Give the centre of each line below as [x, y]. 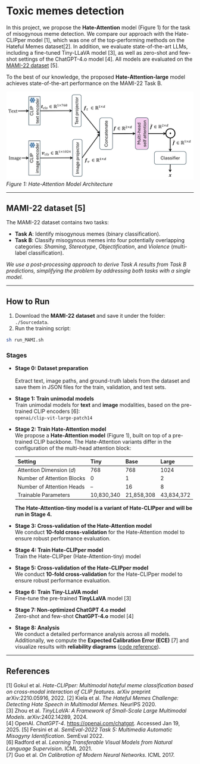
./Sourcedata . [32, 322]
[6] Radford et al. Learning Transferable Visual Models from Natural [89, 743]
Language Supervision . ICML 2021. [49, 749]
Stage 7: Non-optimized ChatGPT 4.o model [70, 610]
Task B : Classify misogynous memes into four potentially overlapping [100, 240]
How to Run [28, 301]
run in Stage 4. [33, 514]
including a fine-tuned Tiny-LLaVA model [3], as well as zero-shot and [92, 52]
